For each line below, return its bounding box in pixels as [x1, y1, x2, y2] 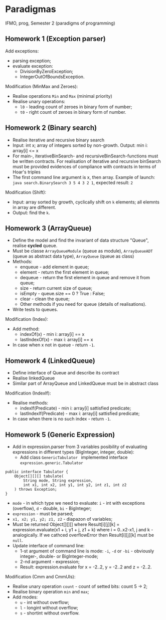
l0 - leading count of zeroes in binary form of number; [20, 104, 132, 110]
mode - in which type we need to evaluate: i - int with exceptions [12, 500, 145, 506]
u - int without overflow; [20, 599, 69, 605]
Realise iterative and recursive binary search [12, 137, 104, 143]
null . [12, 537, 24, 543]
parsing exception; [12, 58, 51, 64]
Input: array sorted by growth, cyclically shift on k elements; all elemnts [12, 199, 159, 205]
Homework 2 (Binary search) [5, 124, 97, 132]
